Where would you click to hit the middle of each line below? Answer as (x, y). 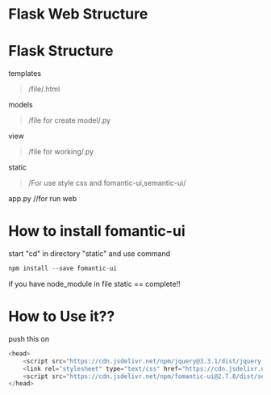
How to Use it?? (62, 317)
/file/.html (44, 89)
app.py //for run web (43, 199)
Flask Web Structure (78, 14)
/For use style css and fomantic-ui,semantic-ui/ (107, 183)
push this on (29, 338)
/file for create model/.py (69, 120)
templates (25, 74)
